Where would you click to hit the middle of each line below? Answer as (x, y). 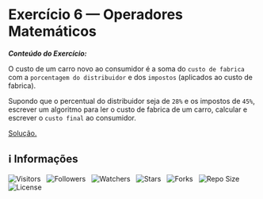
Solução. (23, 133)
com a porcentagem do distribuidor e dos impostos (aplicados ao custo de (131, 77)
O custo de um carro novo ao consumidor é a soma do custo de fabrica (126, 68)
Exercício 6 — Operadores (96, 15)
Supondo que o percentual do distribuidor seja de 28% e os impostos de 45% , (132, 101)
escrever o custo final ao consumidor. (72, 117)
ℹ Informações (43, 159)
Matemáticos (52, 31)
